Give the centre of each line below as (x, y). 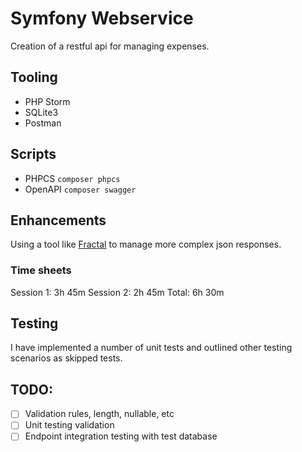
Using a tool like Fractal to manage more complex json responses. (146, 244)
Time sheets (41, 270)
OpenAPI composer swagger (80, 189)
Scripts (33, 154)
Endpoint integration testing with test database (121, 436)
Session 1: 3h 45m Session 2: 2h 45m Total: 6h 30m (117, 292)
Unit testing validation (69, 425)
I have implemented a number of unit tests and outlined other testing (151, 348)
